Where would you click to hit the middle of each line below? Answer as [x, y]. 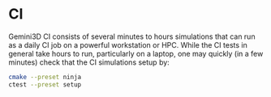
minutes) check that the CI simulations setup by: [89, 62]
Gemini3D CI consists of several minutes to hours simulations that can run [132, 36]
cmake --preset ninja [45, 77]
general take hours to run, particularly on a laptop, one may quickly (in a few [136, 53]
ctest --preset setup [45, 84]
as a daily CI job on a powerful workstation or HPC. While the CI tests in [128, 44]
